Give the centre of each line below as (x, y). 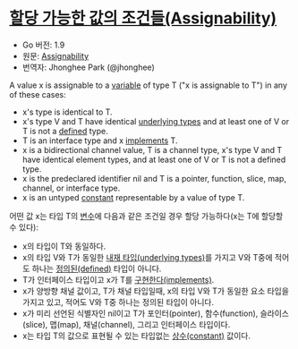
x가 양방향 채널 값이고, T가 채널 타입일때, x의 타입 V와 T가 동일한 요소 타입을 (155, 291)
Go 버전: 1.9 (43, 45)
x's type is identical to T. (68, 112)
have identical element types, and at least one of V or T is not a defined (154, 159)
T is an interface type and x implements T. (100, 140)
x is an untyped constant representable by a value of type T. (133, 197)
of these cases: (38, 94)
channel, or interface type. (71, 188)
